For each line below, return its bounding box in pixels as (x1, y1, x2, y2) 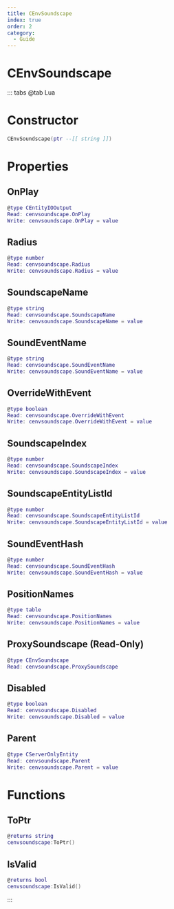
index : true (7, 17, 41, 23)
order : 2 (7, 23, 32, 30)
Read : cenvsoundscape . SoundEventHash (7, 562, 116, 570)
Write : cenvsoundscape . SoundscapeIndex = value (7, 468, 146, 475)
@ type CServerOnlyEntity (7, 751, 78, 758)
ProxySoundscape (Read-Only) (7, 638, 144, 650)
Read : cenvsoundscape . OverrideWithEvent (7, 412, 125, 419)
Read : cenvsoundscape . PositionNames (7, 613, 112, 620)
